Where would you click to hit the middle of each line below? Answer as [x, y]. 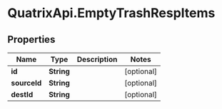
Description [97, 59]
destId [22, 94]
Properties [31, 40]
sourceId [26, 83]
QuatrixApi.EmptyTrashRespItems [111, 13]
